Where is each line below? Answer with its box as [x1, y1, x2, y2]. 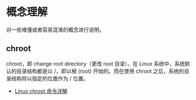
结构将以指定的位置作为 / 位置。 [11, 75, 89, 82]
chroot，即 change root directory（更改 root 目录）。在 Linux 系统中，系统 [6, 60, 185, 67]
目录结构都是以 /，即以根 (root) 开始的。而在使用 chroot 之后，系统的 [16, 67, 185, 75]
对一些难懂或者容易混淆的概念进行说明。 [6, 26, 104, 33]
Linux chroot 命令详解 [14, 87, 68, 95]
